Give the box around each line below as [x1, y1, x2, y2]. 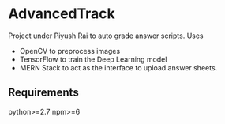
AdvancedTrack [8, 5, 116, 23]
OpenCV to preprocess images [19, 46, 121, 55]
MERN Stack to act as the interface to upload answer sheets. [19, 62, 218, 72]
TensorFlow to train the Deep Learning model [19, 54, 167, 64]
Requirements [8, 86, 79, 100]
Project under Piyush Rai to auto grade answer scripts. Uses [8, 31, 204, 40]
